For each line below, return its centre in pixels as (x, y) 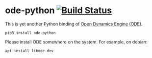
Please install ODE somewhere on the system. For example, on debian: (76, 42)
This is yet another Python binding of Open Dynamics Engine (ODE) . (74, 24)
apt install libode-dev (29, 51)
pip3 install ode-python (30, 33)
